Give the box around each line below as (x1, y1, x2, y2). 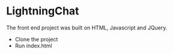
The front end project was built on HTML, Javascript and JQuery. (6, 24, 168, 31)
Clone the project (14, 35, 58, 43)
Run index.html (14, 42, 52, 49)
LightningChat (6, 4, 79, 18)
